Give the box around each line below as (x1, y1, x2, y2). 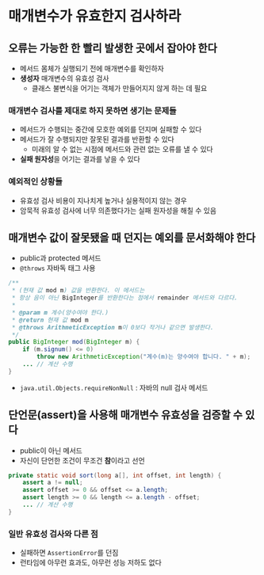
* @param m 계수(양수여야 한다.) (11, 308, 109, 317)
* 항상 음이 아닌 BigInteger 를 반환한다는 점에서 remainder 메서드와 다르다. (11, 294, 238, 302)
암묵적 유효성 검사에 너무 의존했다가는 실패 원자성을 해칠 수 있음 (19, 205, 216, 215)
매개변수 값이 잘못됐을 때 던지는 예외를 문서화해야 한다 (8, 230, 256, 244)
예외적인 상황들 (8, 176, 63, 187)
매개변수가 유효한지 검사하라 (8, 7, 182, 25)
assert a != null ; (22, 478, 83, 487)
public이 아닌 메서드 (19, 445, 83, 455)
